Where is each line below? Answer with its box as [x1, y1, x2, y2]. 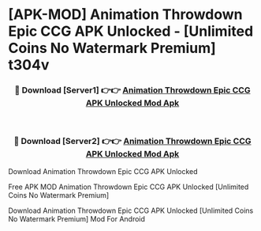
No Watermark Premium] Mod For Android [8, 214, 146, 223]
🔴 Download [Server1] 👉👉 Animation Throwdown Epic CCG [14, 85, 251, 96]
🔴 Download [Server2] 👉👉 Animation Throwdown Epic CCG [13, 136, 252, 147]
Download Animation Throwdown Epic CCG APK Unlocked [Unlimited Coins [8, 206, 254, 215]
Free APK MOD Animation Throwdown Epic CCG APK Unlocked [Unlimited [8, 182, 249, 191]
